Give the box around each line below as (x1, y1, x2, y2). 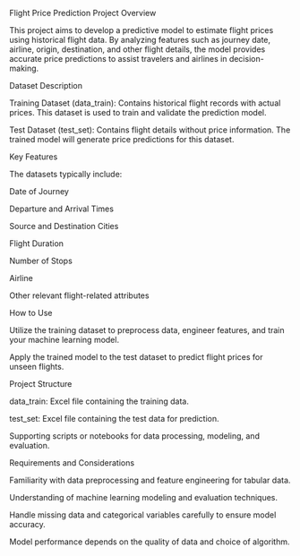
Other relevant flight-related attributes (9, 290, 150, 301)
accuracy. (9, 519, 47, 529)
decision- (228, 54, 264, 64)
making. (9, 63, 39, 73)
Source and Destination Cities (9, 221, 119, 231)
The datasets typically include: (9, 169, 123, 179)
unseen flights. (9, 362, 64, 372)
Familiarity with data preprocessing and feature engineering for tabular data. (9, 475, 291, 485)
